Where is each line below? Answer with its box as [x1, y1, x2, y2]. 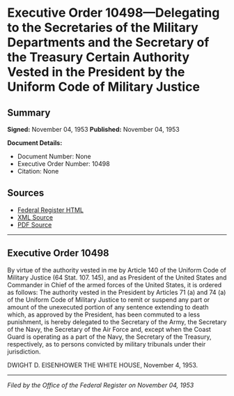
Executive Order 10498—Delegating [7, 5, 220, 21]
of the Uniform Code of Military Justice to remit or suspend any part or [7, 295, 210, 304]
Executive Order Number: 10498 [17, 160, 110, 168]
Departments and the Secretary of [7, 35, 210, 50]
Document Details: [7, 139, 63, 147]
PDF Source [17, 220, 52, 229]
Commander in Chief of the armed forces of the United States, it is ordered [7, 280, 222, 289]
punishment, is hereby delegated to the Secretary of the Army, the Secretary [7, 317, 227, 326]
